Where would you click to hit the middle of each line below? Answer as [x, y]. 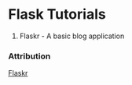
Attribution [29, 56]
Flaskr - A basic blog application [72, 36]
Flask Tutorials [57, 14]
